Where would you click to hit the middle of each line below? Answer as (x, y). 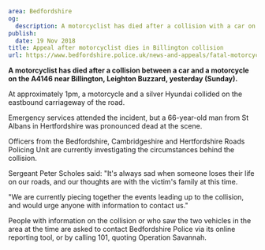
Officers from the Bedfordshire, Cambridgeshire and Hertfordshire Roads (127, 141)
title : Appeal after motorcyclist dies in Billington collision (116, 48)
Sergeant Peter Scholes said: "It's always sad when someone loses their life (131, 174)
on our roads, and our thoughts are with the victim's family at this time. (123, 182)
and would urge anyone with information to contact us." (98, 206)
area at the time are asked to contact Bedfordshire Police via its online (122, 229)
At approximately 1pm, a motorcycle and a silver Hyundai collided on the (125, 94)
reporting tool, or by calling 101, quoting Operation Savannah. (108, 237)
